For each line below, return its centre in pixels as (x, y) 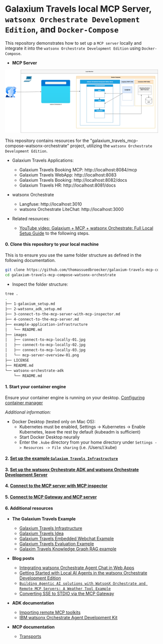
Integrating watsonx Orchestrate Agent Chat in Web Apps (77, 568)
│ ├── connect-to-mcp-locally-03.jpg (45, 350)
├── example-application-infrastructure (47, 324)
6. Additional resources (29, 508)
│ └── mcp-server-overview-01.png (42, 355)
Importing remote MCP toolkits (50, 612)
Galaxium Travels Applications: (43, 160)
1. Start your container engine (36, 387)
